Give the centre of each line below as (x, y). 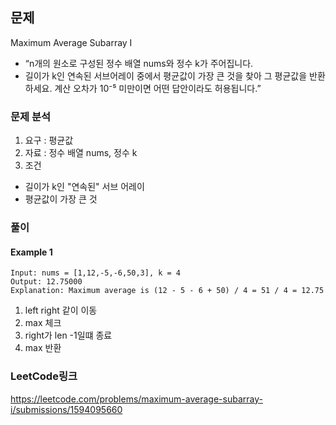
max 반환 (43, 348)
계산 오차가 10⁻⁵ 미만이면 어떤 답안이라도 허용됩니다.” (158, 88)
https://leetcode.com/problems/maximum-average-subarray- (136, 399)
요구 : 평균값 (49, 140)
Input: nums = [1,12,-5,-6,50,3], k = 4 (96, 273)
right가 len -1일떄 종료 (68, 335)
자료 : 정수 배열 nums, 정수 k (81, 153)
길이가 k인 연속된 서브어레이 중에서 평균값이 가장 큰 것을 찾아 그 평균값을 (166, 75)
